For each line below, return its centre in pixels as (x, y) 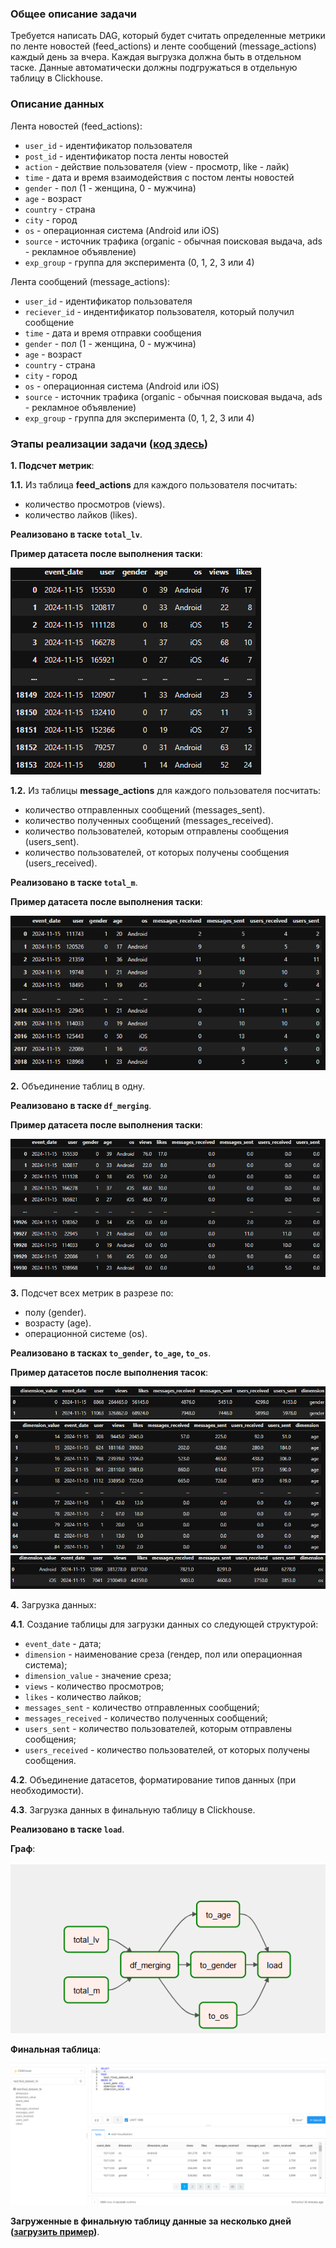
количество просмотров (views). (95, 504)
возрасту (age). (58, 1323)
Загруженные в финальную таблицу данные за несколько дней (151, 2221)
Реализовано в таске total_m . (74, 882)
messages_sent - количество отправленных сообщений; (142, 1707)
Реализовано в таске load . (67, 1829)
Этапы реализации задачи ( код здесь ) (109, 444)
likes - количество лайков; (83, 1696)
